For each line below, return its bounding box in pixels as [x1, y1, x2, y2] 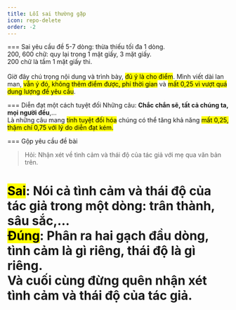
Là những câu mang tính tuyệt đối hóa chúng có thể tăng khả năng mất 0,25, [7, 116, 229, 124]
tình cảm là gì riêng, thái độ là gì [7, 243, 196, 259]
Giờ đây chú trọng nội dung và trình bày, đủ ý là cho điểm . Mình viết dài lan [7, 72, 225, 81]
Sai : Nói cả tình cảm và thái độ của [7, 183, 212, 199]
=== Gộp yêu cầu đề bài [7, 137, 78, 146]
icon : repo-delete [7, 17, 61, 24]
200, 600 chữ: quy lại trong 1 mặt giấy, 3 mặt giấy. [7, 50, 152, 58]
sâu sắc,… [7, 212, 70, 228]
